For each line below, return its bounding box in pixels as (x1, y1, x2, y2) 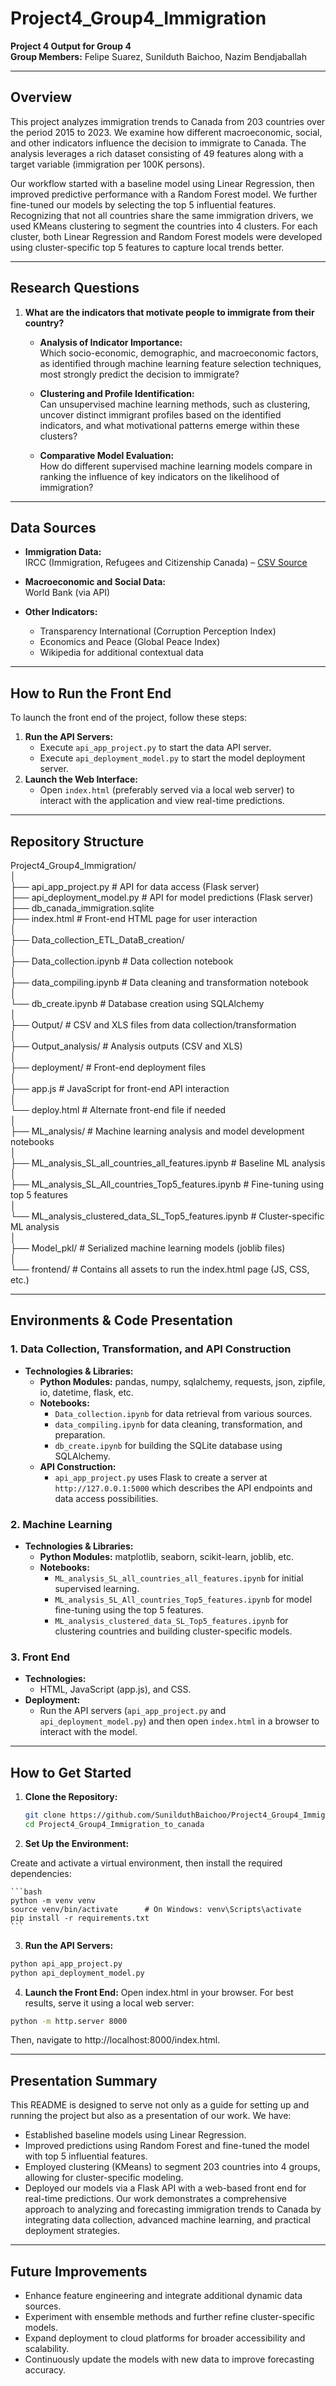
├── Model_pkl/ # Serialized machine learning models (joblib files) (10, 1242, 286, 1254)
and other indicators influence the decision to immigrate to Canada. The (10, 137, 307, 149)
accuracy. (24, 2364, 67, 2376)
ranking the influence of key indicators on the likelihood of (39, 470, 280, 482)
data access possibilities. (54, 1492, 159, 1504)
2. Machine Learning (10, 1517, 113, 1531)
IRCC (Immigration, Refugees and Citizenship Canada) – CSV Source (24, 557, 308, 569)
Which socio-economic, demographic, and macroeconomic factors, (39, 347, 319, 359)
